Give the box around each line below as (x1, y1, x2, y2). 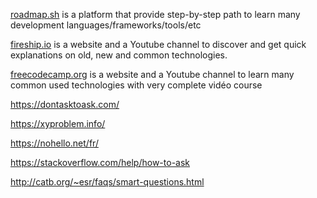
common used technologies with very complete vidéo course (10, 79, 263, 91)
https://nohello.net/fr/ (10, 137, 99, 149)
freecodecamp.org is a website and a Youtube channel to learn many (10, 69, 295, 80)
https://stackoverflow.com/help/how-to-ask (10, 157, 191, 168)
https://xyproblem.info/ (10, 118, 106, 129)
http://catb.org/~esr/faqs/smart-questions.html (10, 176, 205, 188)
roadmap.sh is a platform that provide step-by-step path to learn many (10, 9, 301, 20)
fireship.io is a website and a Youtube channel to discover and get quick (10, 39, 307, 50)
